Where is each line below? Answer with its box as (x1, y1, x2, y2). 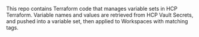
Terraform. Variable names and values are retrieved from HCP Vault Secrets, (6, 11, 194, 18)
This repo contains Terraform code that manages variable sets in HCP (6, 5, 178, 12)
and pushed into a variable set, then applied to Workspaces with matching (6, 18, 188, 24)
